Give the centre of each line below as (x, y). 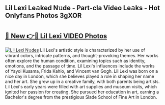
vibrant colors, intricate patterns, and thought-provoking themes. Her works (82, 55)
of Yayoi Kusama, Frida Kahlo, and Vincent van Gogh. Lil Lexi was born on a (82, 71)
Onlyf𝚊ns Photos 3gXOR (43, 16)
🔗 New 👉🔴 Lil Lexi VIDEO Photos (56, 36)
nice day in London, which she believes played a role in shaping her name (80, 76)
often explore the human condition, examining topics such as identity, (75, 61)
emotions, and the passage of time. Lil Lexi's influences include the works (80, 66)
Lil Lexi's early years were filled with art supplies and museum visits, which (81, 87)
